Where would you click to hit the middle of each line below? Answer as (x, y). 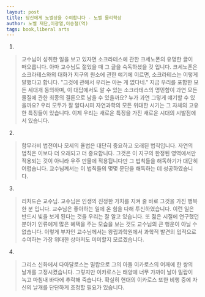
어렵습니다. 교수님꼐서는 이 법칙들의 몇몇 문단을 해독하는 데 (91, 169)
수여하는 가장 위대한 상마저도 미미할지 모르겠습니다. (83, 239)
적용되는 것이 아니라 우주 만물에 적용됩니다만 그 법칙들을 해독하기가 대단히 (110, 161)
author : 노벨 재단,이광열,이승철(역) (47, 23)
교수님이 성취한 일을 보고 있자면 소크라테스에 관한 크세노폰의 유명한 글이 (107, 60)
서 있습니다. (35, 121)
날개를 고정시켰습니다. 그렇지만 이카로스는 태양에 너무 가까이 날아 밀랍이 (107, 272)
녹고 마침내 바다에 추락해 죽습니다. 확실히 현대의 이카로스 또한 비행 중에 (106, 280)
